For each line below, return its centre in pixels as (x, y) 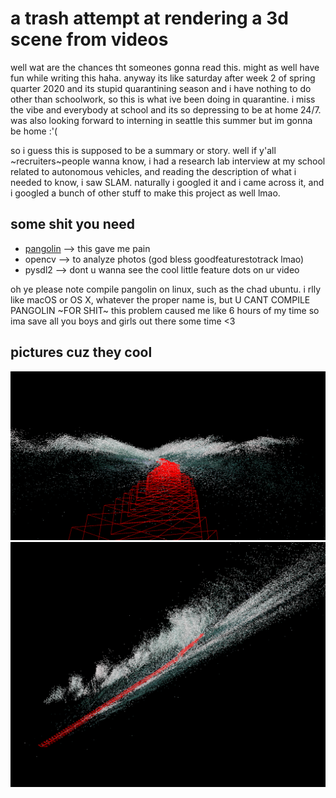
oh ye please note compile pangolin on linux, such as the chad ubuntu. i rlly (166, 289)
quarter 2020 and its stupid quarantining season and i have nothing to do (161, 88)
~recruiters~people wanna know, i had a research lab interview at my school (168, 161)
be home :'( (34, 131)
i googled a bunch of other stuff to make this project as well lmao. (145, 193)
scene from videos (89, 39)
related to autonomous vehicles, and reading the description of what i (153, 171)
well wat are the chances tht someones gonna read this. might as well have (165, 67)
